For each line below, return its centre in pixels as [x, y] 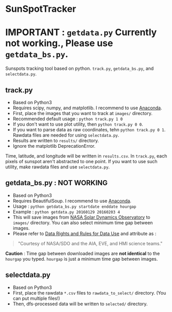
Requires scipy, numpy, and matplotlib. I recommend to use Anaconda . [88, 108]
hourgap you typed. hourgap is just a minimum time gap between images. [82, 259]
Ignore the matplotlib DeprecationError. [54, 146]
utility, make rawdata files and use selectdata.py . [58, 167]
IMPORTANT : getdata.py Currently [81, 33]
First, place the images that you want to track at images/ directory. [83, 113]
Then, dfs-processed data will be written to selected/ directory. [80, 304]
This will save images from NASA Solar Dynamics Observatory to [81, 217]
